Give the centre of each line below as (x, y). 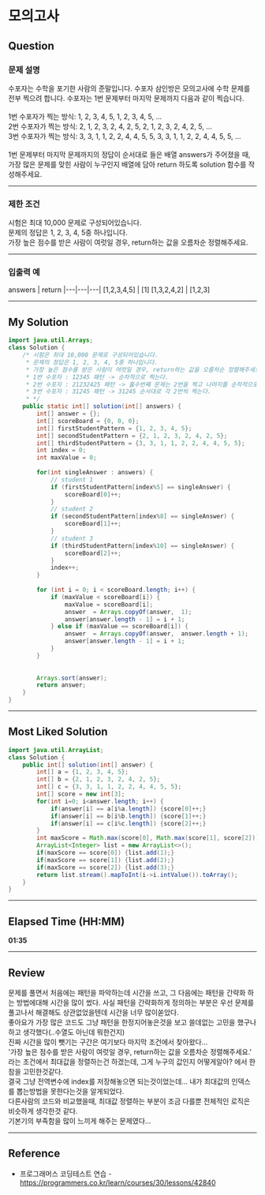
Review (27, 973)
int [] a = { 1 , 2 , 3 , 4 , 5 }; (82, 772)
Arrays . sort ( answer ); (72, 678)
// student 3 (71, 538)
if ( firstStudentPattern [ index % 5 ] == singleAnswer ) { (140, 487)
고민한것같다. (43, 1071)
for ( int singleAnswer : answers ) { (95, 473)
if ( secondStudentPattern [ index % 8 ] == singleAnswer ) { (142, 517)
